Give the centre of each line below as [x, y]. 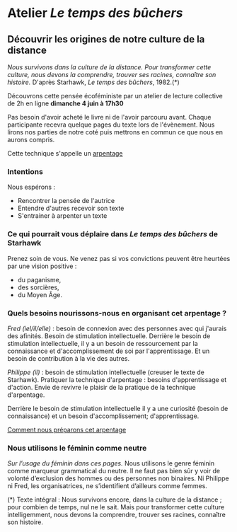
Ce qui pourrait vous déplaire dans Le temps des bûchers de [112, 234]
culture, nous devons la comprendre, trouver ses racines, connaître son [112, 75]
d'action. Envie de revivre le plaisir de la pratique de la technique [102, 387]
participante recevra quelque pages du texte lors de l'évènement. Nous [111, 125]
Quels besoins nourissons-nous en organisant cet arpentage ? [117, 313]
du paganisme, [39, 279]
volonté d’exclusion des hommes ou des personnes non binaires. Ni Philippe [118, 478]
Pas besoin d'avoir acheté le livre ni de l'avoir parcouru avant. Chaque [109, 117]
